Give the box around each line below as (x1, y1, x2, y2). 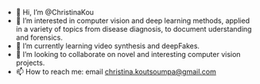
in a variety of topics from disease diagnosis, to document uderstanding (15, 25, 252, 33)
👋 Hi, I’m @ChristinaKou (15, 8, 94, 17)
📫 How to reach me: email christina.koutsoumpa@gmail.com (15, 67, 217, 76)
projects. (15, 58, 45, 67)
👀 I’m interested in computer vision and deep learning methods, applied (15, 16, 250, 25)
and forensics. (15, 32, 64, 42)
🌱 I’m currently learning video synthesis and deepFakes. (15, 41, 200, 51)
